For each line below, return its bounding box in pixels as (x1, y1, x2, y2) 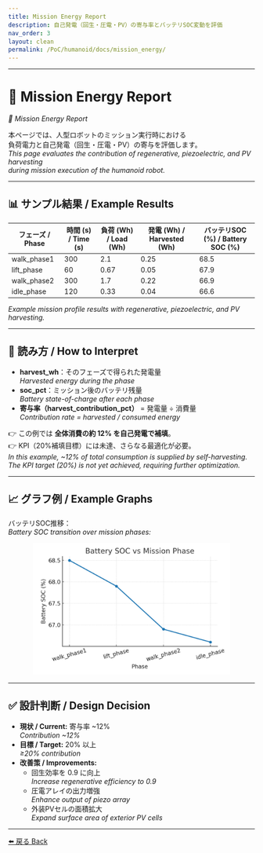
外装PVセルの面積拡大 (31, 804, 103, 813)
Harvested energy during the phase (19, 375, 135, 385)
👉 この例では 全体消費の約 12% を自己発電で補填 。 (8, 428, 175, 437)
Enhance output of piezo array (31, 794, 131, 804)
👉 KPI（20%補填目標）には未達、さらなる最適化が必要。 (8, 441, 196, 450)
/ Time (67, 234, 90, 243)
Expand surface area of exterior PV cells (31, 813, 163, 822)
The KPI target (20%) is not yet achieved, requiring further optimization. (8, 460, 240, 470)
